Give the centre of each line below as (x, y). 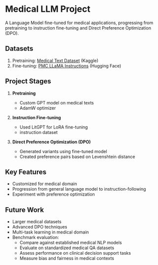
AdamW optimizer (38, 108)
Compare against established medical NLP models (71, 243)
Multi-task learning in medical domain (50, 232)
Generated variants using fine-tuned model (63, 151)
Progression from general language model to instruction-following (79, 189)
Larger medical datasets (37, 222)
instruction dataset (39, 132)
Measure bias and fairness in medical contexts (67, 258)
